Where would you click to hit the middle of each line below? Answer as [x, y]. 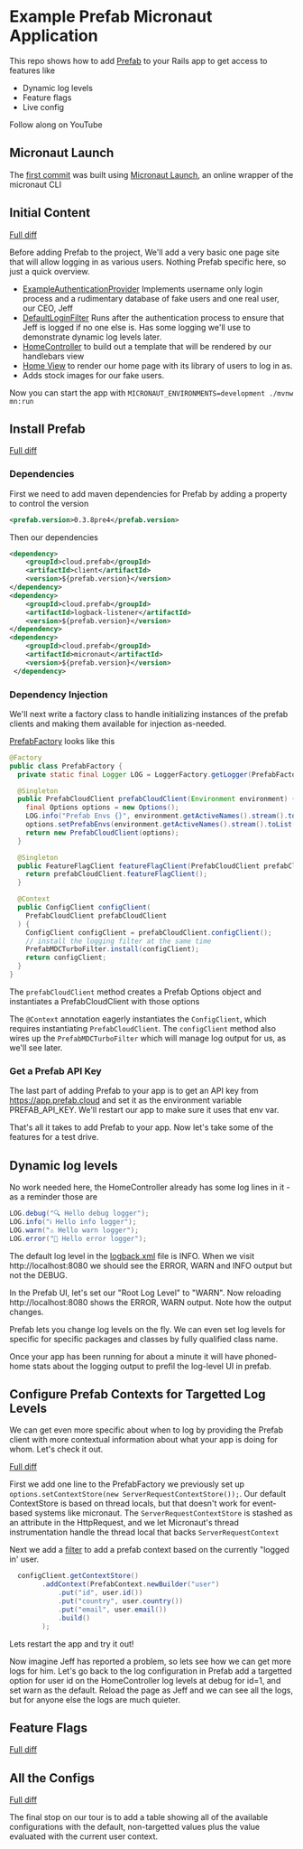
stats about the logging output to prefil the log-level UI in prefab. [152, 1366]
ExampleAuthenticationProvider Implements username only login [142, 289]
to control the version [49, 503]
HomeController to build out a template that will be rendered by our [147, 346]
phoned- [261, 1356]
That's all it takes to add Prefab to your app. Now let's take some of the [141, 1127]
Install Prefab [47, 429]
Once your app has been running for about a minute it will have [126, 1356]
